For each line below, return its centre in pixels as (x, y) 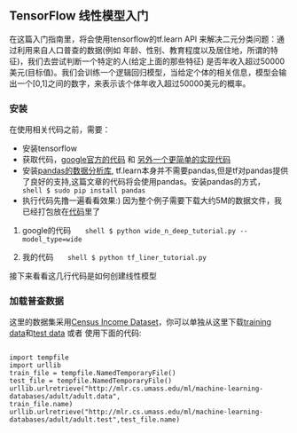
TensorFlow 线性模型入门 (79, 16)
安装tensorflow (50, 148)
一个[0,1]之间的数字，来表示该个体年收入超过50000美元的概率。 (133, 83)
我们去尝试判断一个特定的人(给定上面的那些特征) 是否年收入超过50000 (156, 61)
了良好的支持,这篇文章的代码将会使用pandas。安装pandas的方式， (144, 182)
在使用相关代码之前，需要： (60, 130)
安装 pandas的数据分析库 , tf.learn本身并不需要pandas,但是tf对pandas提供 (155, 170)
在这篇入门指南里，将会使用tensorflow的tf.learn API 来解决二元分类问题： (143, 39)
